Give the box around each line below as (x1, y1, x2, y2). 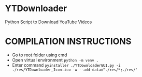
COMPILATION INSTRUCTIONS (5, 36, 132, 47)
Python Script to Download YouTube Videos (5, 19, 92, 25)
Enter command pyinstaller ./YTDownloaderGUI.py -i (12, 62, 121, 68)
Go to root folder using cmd (12, 52, 67, 58)
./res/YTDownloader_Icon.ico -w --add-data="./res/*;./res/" (12, 67, 138, 72)
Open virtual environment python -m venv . (12, 57, 99, 63)
